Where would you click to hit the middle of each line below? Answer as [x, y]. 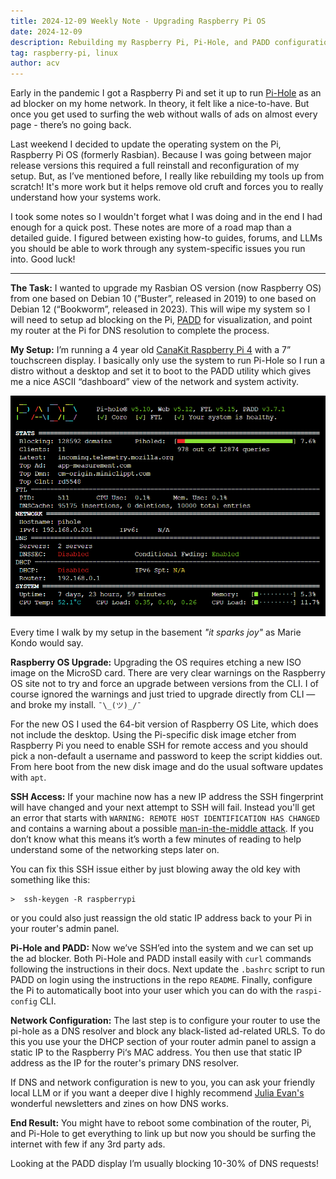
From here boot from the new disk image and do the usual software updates [167, 766]
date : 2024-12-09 [46, 31]
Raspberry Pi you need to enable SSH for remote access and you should [159, 745]
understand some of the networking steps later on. [115, 849]
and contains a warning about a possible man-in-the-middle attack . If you [162, 828]
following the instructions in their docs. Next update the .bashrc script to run [167, 969]
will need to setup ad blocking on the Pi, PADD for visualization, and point [161, 320]
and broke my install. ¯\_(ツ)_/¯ [76, 704]
